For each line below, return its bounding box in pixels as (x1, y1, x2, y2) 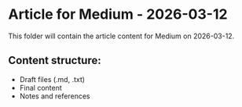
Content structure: (8, 54, 101, 67)
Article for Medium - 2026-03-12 (8, 5, 228, 23)
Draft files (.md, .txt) (19, 74, 85, 84)
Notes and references (19, 91, 90, 101)
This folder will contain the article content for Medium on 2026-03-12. (8, 31, 235, 41)
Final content (19, 83, 63, 92)
